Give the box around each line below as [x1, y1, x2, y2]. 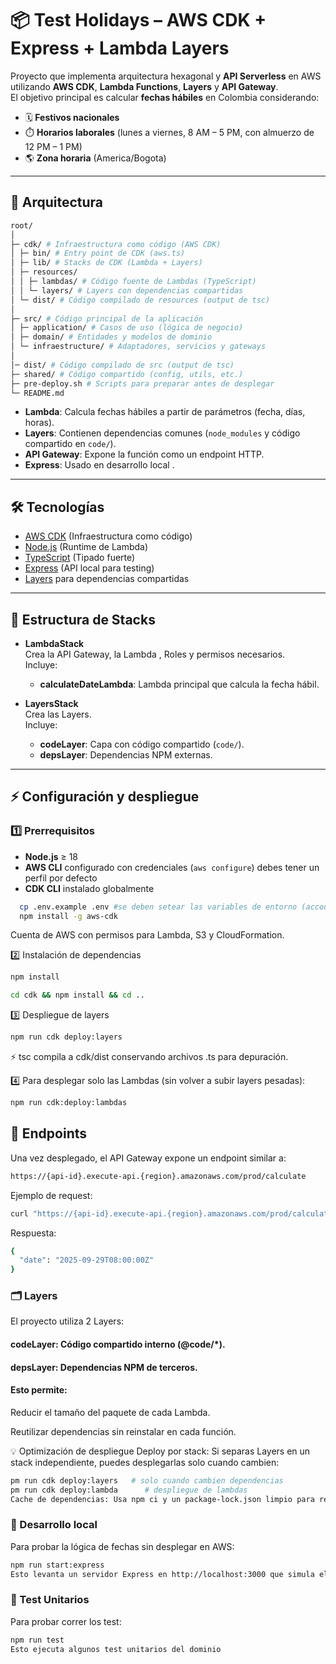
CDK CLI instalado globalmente [24, 882, 155, 894]
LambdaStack [24, 638, 85, 649]
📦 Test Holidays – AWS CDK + [10, 9, 267, 32]
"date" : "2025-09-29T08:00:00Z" [19, 1255, 155, 1266]
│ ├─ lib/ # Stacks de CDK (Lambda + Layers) [10, 258, 203, 268]
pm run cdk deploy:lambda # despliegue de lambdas [10, 1485, 248, 1495]
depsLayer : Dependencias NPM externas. [39, 749, 213, 761]
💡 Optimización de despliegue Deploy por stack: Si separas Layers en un [10, 1445, 311, 1457]
